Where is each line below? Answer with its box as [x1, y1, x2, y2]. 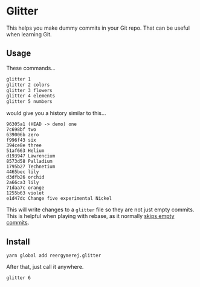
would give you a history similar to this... [6, 110, 107, 117]
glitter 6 [6, 274, 31, 281]
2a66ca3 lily [6, 180, 39, 186]
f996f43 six [6, 137, 36, 143]
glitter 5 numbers [6, 99, 53, 105]
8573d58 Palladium [6, 159, 53, 165]
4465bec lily [6, 169, 39, 175]
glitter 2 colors [6, 82, 50, 88]
